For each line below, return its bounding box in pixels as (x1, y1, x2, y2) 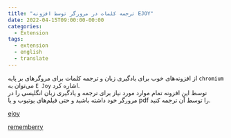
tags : (8, 36, 24, 43)
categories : (8, 23, 42, 30)
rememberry (8, 122, 44, 131)
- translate (14, 55, 49, 62)
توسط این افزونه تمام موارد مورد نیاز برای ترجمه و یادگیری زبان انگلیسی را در (8, 88, 207, 97)
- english (14, 49, 42, 56)
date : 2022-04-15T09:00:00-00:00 (8, 17, 104, 23)
